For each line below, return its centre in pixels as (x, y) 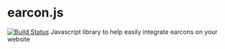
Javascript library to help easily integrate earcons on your (134, 32)
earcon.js (36, 13)
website (19, 39)
